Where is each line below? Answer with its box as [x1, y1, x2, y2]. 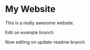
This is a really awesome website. [5, 20, 75, 26]
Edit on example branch [5, 29, 54, 35]
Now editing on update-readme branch [5, 39, 86, 45]
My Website [5, 3, 56, 15]
